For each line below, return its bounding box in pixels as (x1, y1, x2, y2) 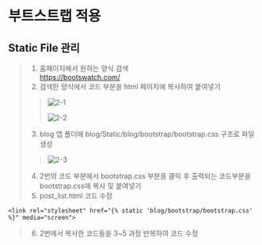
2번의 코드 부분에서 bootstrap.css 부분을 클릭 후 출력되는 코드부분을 (39, 171, 252, 180)
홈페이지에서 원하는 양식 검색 (39, 64, 129, 73)
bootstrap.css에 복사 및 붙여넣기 (39, 181, 142, 190)
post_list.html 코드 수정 (39, 191, 113, 200)
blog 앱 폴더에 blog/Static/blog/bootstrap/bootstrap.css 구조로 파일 (39, 130, 255, 138)
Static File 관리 (8, 41, 81, 55)
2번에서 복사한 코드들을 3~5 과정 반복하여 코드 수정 (39, 228, 199, 238)
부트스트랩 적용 (8, 7, 101, 25)
